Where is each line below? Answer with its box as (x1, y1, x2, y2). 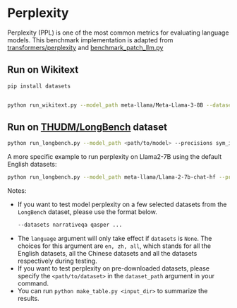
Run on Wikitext (7, 64, 79, 76)
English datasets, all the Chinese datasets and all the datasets (17, 249, 197, 257)
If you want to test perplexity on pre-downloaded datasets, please (17, 263, 210, 273)
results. (17, 294, 40, 302)
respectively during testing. (17, 256, 97, 265)
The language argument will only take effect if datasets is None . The (17, 234, 212, 242)
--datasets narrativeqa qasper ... (17, 221, 123, 229)
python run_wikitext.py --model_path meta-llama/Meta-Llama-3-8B (7, 101, 203, 109)
